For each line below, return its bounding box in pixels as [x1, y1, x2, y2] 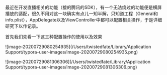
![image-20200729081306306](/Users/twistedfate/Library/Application [5, 59, 151, 64]
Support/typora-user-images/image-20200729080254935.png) [5, 49, 138, 55]
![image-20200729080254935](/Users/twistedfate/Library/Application [5, 44, 151, 49]
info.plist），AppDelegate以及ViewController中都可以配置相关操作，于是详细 [5, 17, 162, 22]
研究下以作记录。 [5, 23, 41, 29]
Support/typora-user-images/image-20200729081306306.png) [5, 64, 137, 70]
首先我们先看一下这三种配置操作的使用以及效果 [5, 34, 102, 39]
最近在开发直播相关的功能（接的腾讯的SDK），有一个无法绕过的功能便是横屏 [5, 4, 162, 10]
